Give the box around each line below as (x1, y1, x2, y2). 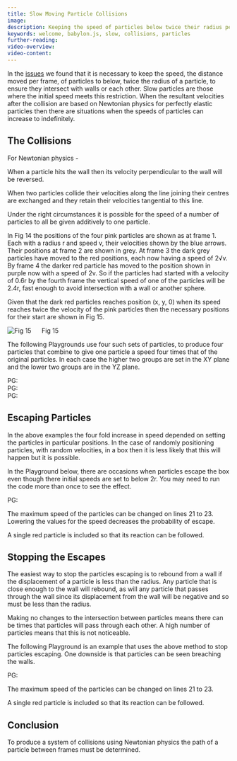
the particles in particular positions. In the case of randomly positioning (7, 438, 214, 447)
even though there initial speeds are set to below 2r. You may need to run (7, 474, 220, 483)
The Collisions (7, 135, 72, 147)
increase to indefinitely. (7, 114, 75, 122)
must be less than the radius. (7, 600, 92, 609)
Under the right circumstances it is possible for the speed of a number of (7, 210, 219, 218)
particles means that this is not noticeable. (7, 629, 130, 637)
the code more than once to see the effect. (7, 482, 132, 491)
